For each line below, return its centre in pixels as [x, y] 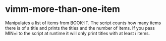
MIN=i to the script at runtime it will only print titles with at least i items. [78, 33]
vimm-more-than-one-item [63, 9]
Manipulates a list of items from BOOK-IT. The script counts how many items [83, 23]
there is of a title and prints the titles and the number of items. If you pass [80, 28]
